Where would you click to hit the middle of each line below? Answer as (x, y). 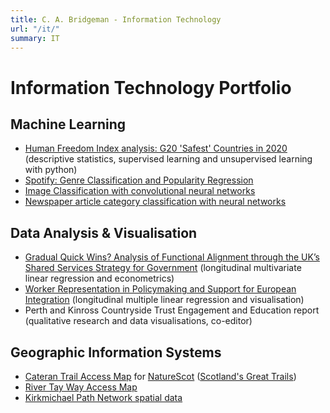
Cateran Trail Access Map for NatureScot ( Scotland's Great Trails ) (160, 376)
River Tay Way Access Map (81, 387)
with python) (51, 170)
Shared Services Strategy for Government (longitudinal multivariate (163, 268)
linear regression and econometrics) (99, 278)
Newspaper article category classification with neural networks (155, 202)
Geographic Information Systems (116, 352)
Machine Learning (68, 124)
